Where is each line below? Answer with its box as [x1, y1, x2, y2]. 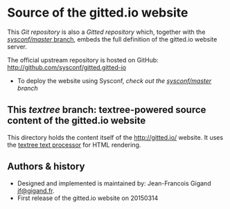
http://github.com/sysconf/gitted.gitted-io [7, 63, 127, 71]
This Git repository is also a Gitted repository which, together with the [7, 28, 206, 36]
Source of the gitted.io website [7, 5, 188, 21]
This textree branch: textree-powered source [7, 104, 206, 116]
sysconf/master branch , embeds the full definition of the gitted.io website [7, 35, 218, 43]
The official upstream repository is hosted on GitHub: [7, 55, 159, 64]
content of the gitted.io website [7, 115, 146, 127]
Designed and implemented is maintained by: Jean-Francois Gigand [17, 179, 211, 188]
